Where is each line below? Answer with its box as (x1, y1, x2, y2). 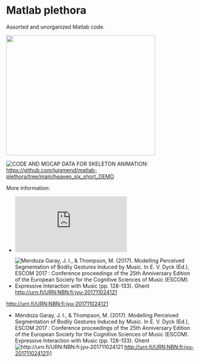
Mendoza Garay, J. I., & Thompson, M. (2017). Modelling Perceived (14, 311, 179, 319)
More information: (6, 184, 51, 191)
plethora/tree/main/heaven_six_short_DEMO (6, 173, 114, 180)
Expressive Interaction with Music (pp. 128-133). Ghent (14, 337, 150, 344)
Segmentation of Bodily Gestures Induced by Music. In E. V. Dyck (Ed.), (14, 318, 189, 325)
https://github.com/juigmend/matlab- (6, 166, 97, 173)
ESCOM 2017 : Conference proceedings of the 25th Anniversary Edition (14, 324, 190, 331)
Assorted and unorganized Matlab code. (6, 23, 105, 30)
